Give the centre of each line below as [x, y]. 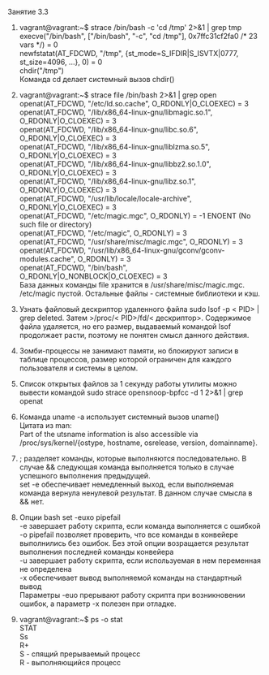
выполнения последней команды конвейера [96, 552]
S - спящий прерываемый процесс [80, 654]
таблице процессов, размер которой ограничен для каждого [125, 359]
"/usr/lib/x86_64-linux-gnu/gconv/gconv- [156, 250]
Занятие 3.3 [28, 12]
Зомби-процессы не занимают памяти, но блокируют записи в [129, 351]
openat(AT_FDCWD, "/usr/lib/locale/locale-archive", [105, 199]
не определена [45, 569]
